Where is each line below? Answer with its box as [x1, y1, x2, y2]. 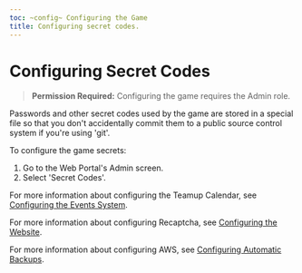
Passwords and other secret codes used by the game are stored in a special [9, 108, 294, 119]
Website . [9, 227, 43, 238]
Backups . [9, 254, 44, 265]
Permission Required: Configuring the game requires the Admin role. [31, 91, 291, 102]
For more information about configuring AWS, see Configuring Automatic [9, 244, 282, 255]
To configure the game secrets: [9, 145, 127, 156]
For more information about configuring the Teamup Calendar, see [9, 190, 257, 200]
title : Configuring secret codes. [9, 22, 141, 31]
